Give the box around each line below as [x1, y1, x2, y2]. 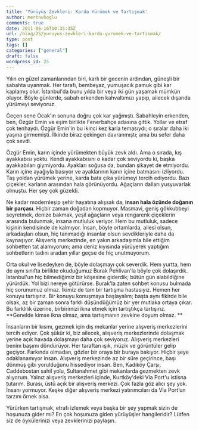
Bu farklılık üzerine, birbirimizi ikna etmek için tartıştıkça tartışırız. [6, 305, 166, 312]
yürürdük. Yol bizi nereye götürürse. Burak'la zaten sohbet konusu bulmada [6, 280, 191, 287]
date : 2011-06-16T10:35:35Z [6, 25, 76, 32]
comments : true [6, 20, 44, 26]
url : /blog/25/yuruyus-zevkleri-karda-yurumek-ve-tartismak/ [6, 31, 161, 37]
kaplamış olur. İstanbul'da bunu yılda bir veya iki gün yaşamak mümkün [6, 88, 181, 95]
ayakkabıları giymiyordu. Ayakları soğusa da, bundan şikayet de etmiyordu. [6, 162, 189, 169]
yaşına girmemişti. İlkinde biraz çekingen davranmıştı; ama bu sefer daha [6, 131, 185, 138]
